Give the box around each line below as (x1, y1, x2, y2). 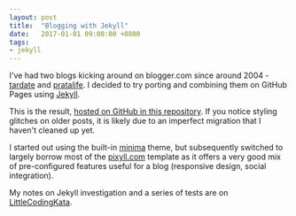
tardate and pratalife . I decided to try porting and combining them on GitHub (9, 80, 288, 90)
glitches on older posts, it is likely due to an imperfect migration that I (9, 116, 261, 127)
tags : (9, 37, 29, 47)
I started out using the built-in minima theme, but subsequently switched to (9, 143, 284, 153)
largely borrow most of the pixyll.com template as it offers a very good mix (9, 151, 282, 162)
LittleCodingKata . (9, 197, 73, 208)
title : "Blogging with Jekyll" (9, 21, 129, 30)
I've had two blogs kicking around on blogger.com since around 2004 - (9, 70, 269, 81)
